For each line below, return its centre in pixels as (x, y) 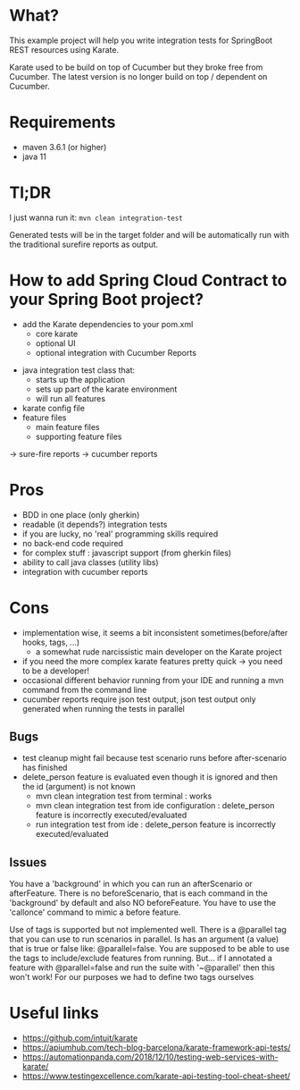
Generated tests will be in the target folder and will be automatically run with (150, 234)
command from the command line (84, 689)
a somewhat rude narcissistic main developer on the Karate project (159, 651)
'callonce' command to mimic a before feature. (95, 912)
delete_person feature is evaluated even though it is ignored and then (150, 777)
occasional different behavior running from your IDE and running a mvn (153, 680)
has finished (45, 768)
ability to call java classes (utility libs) (90, 562)
